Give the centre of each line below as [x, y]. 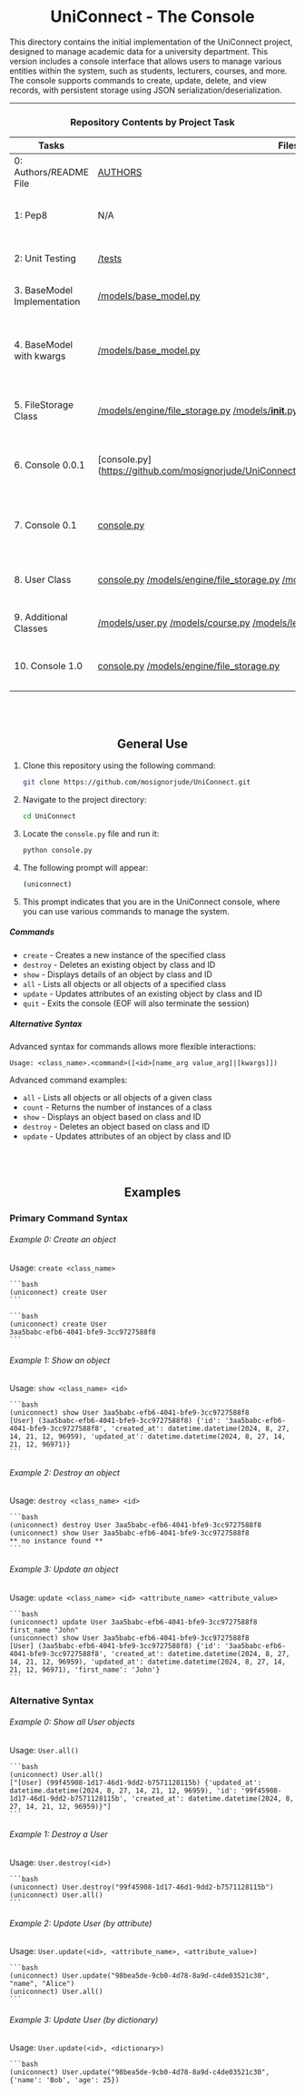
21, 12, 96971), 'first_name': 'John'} [85, 1669]
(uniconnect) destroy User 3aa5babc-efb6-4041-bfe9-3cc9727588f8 [135, 1526]
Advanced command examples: [69, 1080]
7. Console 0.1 [45, 526]
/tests [110, 259]
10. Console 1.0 [49, 667]
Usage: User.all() [44, 1750]
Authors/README [51, 173]
